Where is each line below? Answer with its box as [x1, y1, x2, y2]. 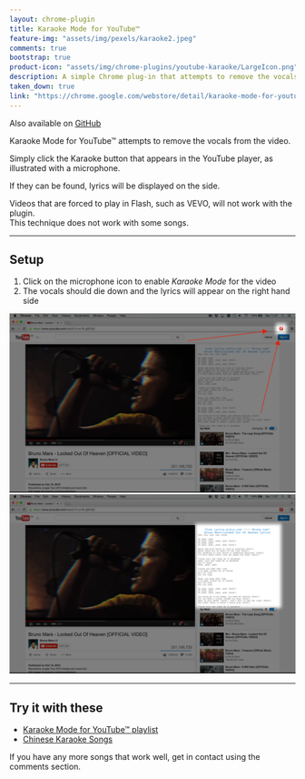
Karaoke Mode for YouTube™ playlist [22, 724, 159, 735]
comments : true [9, 44, 67, 53]
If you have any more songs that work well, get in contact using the [9, 752, 261, 763]
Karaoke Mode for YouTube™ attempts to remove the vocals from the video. [9, 135, 291, 146]
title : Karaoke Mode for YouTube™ [9, 24, 141, 34]
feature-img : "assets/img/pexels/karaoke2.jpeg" [9, 34, 197, 43]
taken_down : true [9, 82, 75, 91]
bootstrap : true [9, 53, 71, 63]
